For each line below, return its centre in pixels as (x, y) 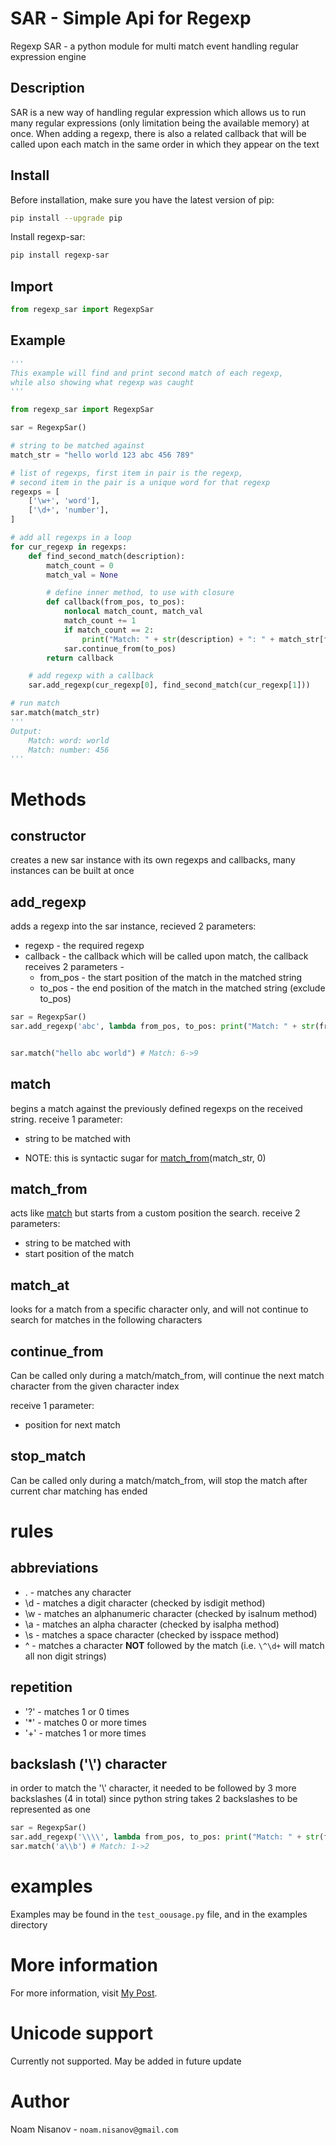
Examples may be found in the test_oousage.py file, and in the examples (159, 1914)
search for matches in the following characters (106, 1320)
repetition (41, 1687)
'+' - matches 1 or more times (85, 1733)
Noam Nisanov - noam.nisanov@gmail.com (94, 2129)
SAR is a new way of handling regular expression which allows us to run (158, 112)
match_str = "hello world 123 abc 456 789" (102, 455)
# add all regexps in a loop (71, 538)
